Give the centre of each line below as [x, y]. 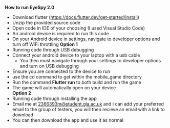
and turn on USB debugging [49, 66]
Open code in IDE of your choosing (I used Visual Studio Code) [79, 28]
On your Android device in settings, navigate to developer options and [86, 39]
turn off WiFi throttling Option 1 [45, 44]
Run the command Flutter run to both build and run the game [77, 82]
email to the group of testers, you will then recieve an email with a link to [88, 109]
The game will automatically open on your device [64, 88]
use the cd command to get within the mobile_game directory [77, 77]
